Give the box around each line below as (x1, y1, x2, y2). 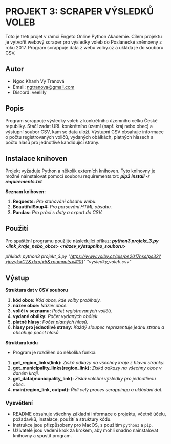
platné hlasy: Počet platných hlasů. (12, 319, 89, 325)
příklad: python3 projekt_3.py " (5, 253, 71, 259)
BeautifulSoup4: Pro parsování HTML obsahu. (12, 204, 112, 210)
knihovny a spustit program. (12, 433, 72, 439)
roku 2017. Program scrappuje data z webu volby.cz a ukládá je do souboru (5, 44, 164, 50)
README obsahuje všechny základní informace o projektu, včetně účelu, (12, 411, 166, 417)
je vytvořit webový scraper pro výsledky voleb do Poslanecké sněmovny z (5, 39, 162, 45)
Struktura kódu (5, 340, 38, 346)
